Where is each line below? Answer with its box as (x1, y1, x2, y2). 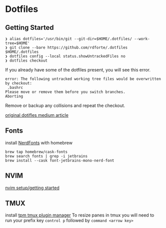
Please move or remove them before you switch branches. (5, 89, 126, 94)
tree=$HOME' (5, 41, 30, 46)
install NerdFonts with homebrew (5, 140, 73, 146)
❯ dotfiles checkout (5, 58, 48, 63)
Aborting (5, 94, 23, 99)
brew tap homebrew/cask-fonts (5, 149, 68, 154)
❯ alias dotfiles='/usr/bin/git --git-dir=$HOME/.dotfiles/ (5, 36, 133, 41)
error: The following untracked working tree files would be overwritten (5, 76, 162, 81)
